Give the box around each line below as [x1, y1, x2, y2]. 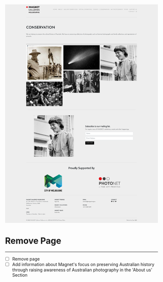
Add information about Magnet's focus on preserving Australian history [12, 261, 155, 267]
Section [12, 272, 28, 278]
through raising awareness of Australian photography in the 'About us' [12, 267, 153, 273]
